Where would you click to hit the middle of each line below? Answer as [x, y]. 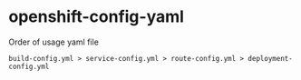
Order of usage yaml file [53, 42]
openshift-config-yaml [97, 17]
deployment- [271, 58]
